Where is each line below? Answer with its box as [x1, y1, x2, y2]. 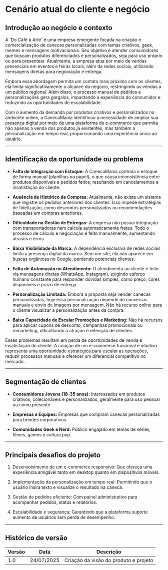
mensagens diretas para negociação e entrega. [5, 69, 102, 75]
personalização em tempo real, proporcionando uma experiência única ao [5, 131, 157, 136]
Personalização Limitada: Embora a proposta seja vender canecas [12, 291, 151, 297]
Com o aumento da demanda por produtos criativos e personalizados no [5, 109, 155, 115]
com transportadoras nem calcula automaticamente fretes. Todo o [12, 225, 149, 231]
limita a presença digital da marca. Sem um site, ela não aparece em [12, 250, 153, 256]
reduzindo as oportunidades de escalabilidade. [5, 100, 102, 106]
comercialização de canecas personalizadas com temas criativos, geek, [5, 42, 153, 48]
